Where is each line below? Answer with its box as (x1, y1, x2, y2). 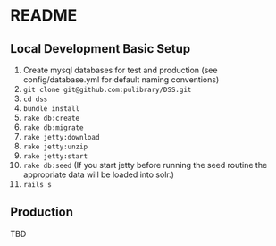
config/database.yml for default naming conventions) (22, 74, 220, 85)
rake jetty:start (22, 152, 88, 161)
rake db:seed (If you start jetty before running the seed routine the (22, 160, 268, 170)
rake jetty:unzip (22, 142, 88, 151)
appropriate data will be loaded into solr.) (22, 169, 175, 180)
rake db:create (22, 114, 80, 123)
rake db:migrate (22, 123, 84, 132)
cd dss (22, 95, 48, 104)
